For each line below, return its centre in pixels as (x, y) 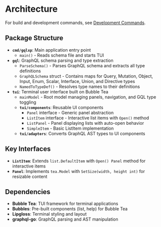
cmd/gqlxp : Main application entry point (52, 50)
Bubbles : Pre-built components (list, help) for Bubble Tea (70, 209)
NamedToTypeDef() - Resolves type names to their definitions (80, 86)
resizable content (30, 176)
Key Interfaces (28, 149)
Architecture (31, 9)
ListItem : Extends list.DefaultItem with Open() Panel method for (79, 161)
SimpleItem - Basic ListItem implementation (70, 128)
